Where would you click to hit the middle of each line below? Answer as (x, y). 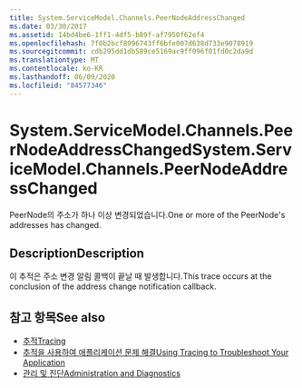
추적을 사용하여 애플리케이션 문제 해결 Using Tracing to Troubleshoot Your (156, 353)
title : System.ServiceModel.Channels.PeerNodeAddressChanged (127, 18)
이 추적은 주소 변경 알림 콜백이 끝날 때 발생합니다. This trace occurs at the (141, 276)
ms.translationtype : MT (54, 60)
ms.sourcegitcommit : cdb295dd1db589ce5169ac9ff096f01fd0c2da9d (132, 52)
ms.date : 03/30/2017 (49, 26)
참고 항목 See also (58, 318)
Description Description (77, 253)
